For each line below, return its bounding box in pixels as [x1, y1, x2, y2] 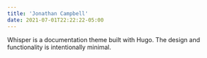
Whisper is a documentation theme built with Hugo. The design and [7, 35, 200, 43]
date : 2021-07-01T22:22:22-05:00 [7, 17, 104, 23]
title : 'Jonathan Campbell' [7, 10, 89, 17]
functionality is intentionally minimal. [7, 43, 111, 51]
